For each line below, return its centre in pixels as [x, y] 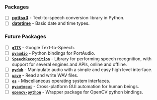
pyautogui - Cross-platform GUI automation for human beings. [76, 87]
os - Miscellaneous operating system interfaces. [61, 81]
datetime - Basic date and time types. [51, 23]
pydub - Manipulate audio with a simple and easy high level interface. [82, 69]
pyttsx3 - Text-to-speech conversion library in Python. [68, 18]
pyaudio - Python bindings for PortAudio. [53, 53]
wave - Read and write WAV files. [45, 75]
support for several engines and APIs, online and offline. [69, 64]
